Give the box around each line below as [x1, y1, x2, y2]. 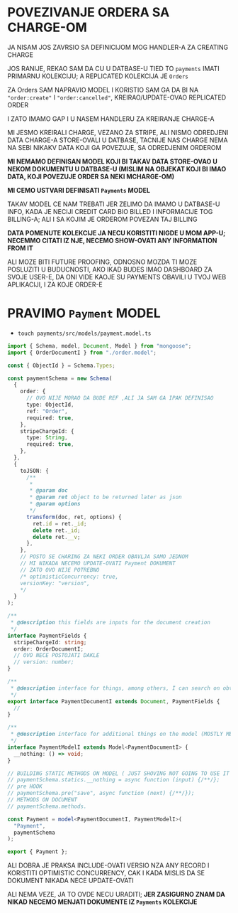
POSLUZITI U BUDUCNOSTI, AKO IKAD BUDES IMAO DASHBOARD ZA [7, 265, 212, 274]
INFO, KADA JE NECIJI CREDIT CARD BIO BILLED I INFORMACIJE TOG [7, 207, 213, 215]
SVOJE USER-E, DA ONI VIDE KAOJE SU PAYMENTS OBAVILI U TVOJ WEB [7, 272, 227, 281]
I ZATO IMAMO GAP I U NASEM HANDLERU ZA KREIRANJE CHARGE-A [7, 114, 215, 123]
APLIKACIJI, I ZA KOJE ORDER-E [7, 280, 103, 289]
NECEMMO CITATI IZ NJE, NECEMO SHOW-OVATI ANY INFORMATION [7, 236, 217, 245]
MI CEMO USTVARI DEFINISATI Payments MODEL [7, 186, 151, 194]
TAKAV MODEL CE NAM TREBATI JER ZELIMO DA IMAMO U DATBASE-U [7, 200, 220, 208]
